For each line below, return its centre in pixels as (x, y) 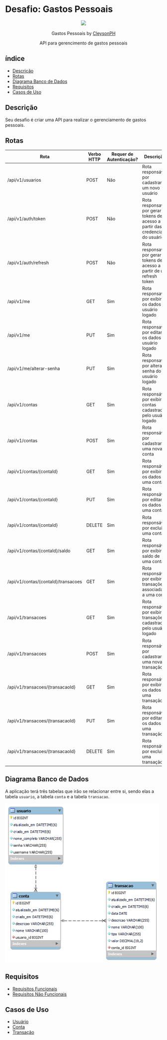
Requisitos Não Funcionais (40, 994)
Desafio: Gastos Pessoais (59, 9)
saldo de (151, 556)
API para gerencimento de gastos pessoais (83, 43)
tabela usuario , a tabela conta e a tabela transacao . (57, 796)
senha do (152, 371)
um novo (151, 188)
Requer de (123, 154)
